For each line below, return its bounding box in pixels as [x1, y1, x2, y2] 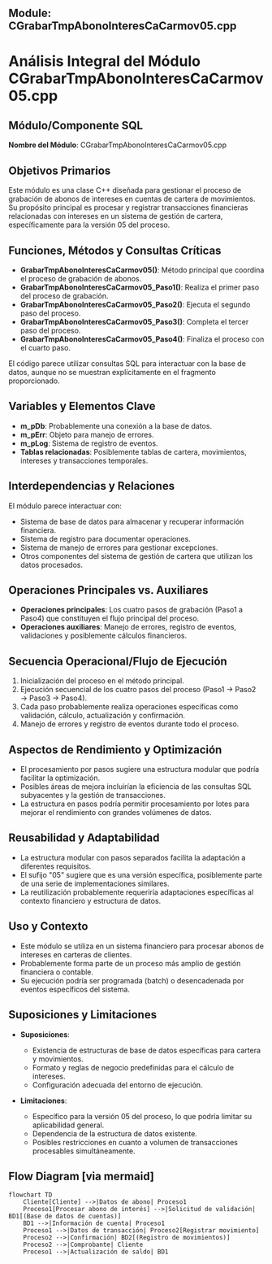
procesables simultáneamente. [32, 1146, 136, 1156]
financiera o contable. [19, 967, 94, 977]
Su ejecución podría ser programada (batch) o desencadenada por [19, 975, 244, 985]
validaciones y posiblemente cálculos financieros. [19, 630, 188, 641]
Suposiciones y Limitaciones [8, 1008, 157, 1022]
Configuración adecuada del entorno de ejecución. [32, 1079, 203, 1089]
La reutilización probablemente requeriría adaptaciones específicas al [19, 887, 254, 897]
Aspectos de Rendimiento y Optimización [8, 743, 222, 756]
